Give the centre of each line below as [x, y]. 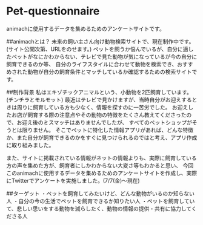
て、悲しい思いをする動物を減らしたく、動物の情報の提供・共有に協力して [99, 208]
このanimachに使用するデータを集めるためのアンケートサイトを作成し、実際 [102, 173]
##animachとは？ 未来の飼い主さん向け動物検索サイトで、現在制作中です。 [100, 41]
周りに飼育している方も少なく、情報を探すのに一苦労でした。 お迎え [102, 107]
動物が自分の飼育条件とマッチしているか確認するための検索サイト [109, 71]
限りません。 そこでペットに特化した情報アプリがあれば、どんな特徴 [108, 130]
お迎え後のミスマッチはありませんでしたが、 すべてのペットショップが [105, 122]
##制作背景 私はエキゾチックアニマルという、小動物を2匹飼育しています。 [99, 92]
